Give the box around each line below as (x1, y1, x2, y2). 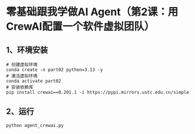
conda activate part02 (6, 78, 61, 84)
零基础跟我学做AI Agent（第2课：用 (6, 5, 179, 19)
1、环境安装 (6, 45, 48, 55)
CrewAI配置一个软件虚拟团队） (6, 20, 155, 33)
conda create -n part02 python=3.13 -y (6, 67, 103, 73)
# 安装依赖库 (6, 84, 33, 90)
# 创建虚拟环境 (6, 62, 38, 68)
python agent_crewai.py (6, 122, 64, 128)
